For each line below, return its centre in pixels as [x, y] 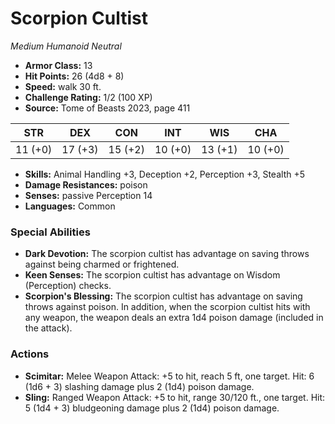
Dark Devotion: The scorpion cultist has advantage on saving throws [167, 254]
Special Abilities [50, 232]
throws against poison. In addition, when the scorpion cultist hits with [167, 307]
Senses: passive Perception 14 [88, 195]
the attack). [48, 328]
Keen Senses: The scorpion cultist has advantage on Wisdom [152, 275]
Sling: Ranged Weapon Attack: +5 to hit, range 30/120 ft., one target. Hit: [175, 397]
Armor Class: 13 [58, 65]
